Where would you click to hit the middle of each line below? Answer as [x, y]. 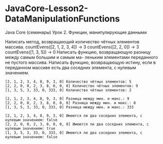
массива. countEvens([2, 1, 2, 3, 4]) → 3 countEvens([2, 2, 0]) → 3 [72, 47]
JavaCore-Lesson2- [47, 9]
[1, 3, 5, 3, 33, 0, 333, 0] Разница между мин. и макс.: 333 [69, 107]
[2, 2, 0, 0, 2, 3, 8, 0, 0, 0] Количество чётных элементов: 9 [72, 86]
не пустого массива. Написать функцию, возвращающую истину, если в [81, 62]
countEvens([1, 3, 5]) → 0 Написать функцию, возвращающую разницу [78, 52]
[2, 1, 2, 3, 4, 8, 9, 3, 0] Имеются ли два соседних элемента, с [74, 116]
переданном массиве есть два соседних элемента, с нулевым [71, 67]
